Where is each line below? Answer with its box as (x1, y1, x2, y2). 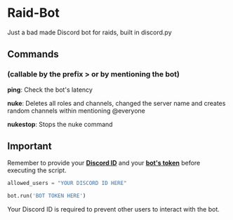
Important (7, 140, 52, 152)
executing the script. (7, 166, 67, 174)
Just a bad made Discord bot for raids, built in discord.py (7, 28, 172, 36)
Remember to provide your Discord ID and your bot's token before (7, 159, 201, 167)
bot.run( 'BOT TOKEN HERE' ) (7, 193, 86, 200)
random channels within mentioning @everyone (7, 106, 146, 115)
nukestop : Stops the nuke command (7, 120, 114, 128)
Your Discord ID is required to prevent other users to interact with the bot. (7, 205, 220, 214)
